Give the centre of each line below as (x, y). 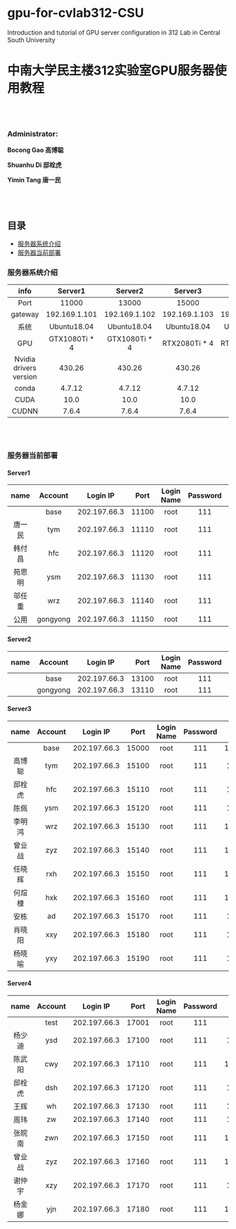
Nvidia (25, 359)
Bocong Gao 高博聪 (36, 150)
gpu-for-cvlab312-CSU (76, 13)
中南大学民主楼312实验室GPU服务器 (111, 71)
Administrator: (33, 134)
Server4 (20, 983)
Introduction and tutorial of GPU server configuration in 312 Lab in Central (114, 32)
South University (32, 39)
